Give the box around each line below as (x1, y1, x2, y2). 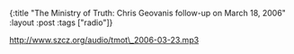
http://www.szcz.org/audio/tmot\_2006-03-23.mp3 (9, 35, 200, 45)
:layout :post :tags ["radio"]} (9, 17, 113, 28)
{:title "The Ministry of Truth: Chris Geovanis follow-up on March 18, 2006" (9, 8, 286, 18)
